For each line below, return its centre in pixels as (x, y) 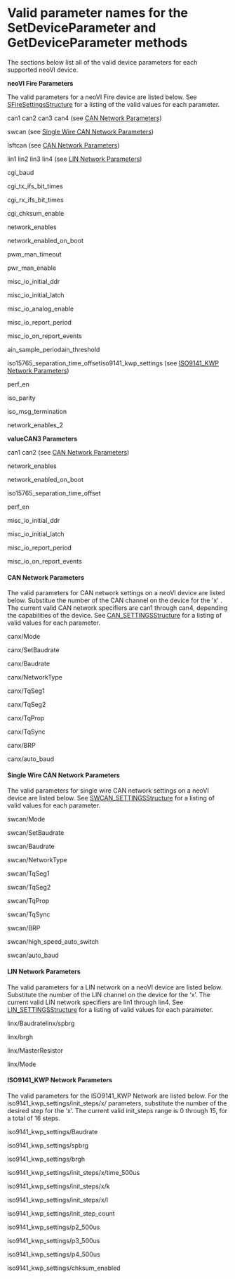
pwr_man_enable (32, 268)
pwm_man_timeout (34, 254)
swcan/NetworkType (38, 860)
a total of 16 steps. (34, 1118)
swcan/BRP (24, 928)
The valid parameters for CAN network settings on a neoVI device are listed (116, 593)
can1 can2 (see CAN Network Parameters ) (68, 452)
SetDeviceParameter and (82, 28)
